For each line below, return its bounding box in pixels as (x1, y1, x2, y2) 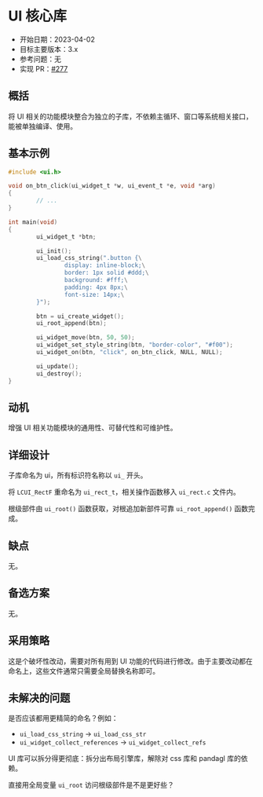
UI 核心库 (8, 7, 67, 25)
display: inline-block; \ (64, 261, 146, 269)
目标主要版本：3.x (19, 44, 79, 53)
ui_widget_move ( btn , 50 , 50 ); (36, 334, 135, 342)
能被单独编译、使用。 (8, 121, 77, 130)
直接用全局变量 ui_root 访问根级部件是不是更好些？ (8, 781, 174, 790)
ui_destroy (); (36, 370, 82, 378)
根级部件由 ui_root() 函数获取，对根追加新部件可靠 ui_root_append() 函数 (8, 504, 249, 514)
